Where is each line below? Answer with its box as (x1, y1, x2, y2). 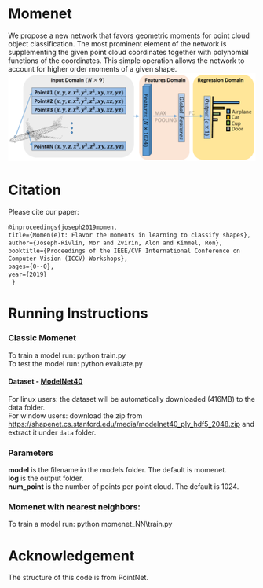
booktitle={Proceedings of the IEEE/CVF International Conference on (8, 247, 241, 255)
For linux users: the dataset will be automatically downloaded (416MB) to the (8, 394, 255, 403)
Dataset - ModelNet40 (8, 377, 83, 386)
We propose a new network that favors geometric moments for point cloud (8, 31, 250, 40)
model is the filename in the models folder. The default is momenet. (8, 465, 228, 475)
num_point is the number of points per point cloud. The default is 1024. (8, 482, 239, 491)
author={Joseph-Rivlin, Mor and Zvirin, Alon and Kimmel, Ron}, (8, 239, 223, 248)
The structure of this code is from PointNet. (8, 573, 149, 582)
